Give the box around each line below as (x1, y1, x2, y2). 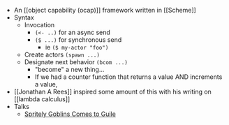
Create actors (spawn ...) (24, 50, 100, 59)
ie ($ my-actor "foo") (45, 43, 109, 51)
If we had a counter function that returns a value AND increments (34, 73, 223, 81)
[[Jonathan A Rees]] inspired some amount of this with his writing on (13, 87, 212, 96)
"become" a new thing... (34, 66, 105, 73)
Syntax (13, 13, 35, 22)
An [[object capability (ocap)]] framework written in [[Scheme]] (13, 6, 197, 14)
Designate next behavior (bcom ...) (24, 58, 128, 66)
